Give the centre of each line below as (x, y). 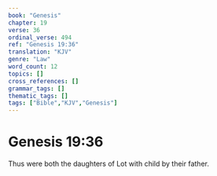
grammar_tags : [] (37, 88)
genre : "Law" (29, 60)
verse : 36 (24, 30)
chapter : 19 (28, 23)
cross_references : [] (44, 81)
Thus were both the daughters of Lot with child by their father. (109, 164)
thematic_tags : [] (38, 96)
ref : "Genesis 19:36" (44, 45)
